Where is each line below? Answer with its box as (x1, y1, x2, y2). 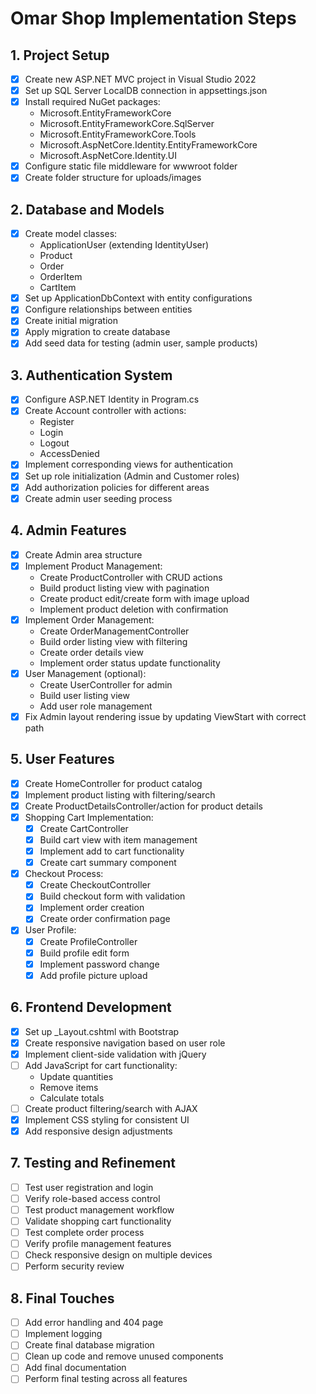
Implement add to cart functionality (39, 845, 185, 857)
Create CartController (39, 822, 129, 834)
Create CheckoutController (39, 879, 151, 891)
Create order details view (39, 646, 144, 658)
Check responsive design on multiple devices (24, 1249, 213, 1261)
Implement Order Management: (24, 613, 155, 626)
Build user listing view (39, 689, 130, 701)
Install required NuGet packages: (24, 96, 161, 108)
